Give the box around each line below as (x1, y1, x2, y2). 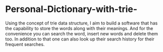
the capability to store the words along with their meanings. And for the (5, 25, 153, 31)
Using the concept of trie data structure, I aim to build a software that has (5, 20, 158, 26)
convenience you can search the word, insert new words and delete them (5, 30, 158, 36)
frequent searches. (5, 41, 45, 47)
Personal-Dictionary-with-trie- (5, 3, 138, 15)
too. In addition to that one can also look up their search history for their (5, 36, 155, 42)
